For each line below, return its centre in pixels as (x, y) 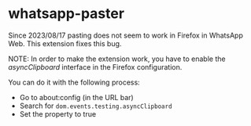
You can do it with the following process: (74, 82)
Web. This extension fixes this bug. (65, 43)
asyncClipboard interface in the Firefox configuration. (95, 67)
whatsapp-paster (66, 14)
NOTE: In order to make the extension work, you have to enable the (117, 59)
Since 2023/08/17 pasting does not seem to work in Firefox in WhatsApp (126, 35)
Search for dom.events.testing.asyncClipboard (96, 106)
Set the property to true (58, 113)
